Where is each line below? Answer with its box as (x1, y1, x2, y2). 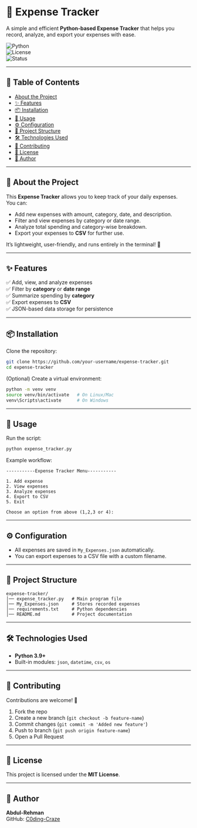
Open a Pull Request (14, 733, 64, 740)
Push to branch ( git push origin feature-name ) (14, 726, 131, 734)
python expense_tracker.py (6, 446, 72, 452)
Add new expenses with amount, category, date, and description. (14, 211, 172, 218)
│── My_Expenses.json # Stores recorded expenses (6, 601, 141, 607)
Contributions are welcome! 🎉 (6, 696, 78, 703)
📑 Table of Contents (6, 78, 80, 88)
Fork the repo (14, 708, 48, 715)
